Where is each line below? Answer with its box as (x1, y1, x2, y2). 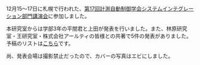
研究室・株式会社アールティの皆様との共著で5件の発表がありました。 (21, 32, 192, 40)
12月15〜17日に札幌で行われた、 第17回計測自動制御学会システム (6, 5, 163, 12)
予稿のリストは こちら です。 (6, 40, 74, 47)
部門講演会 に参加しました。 (21, 12, 90, 19)
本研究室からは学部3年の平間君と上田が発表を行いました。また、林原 (6, 25, 177, 32)
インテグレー (162, 5, 194, 12)
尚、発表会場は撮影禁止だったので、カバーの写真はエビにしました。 (6, 53, 174, 59)
